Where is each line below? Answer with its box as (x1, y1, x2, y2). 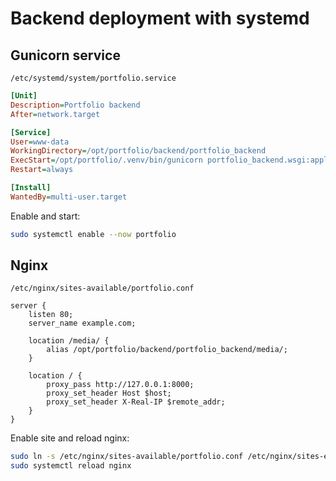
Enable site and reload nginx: (10, 432, 130, 444)
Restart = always (10, 165, 74, 175)
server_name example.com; (28, 318, 137, 329)
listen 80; (28, 310, 74, 320)
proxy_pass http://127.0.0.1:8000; (46, 380, 195, 390)
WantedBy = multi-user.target (10, 192, 128, 202)
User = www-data (10, 137, 70, 147)
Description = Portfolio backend (10, 100, 141, 110)
